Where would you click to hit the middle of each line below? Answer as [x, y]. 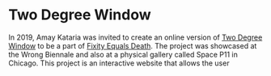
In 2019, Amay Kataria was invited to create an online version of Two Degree [135, 37]
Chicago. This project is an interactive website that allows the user [119, 63]
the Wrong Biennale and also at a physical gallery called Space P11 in [123, 54]
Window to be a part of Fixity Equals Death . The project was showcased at [133, 45]
